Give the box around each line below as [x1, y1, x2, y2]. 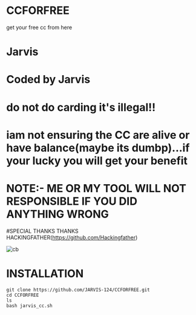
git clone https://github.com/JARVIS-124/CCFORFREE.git [6, 287, 150, 293]
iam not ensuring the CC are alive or [6, 128, 190, 142]
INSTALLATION [6, 267, 83, 280]
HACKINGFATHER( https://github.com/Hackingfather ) [6, 234, 138, 241]
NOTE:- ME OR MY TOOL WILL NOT [6, 181, 186, 195]
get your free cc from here [6, 24, 73, 31]
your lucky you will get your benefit [6, 154, 188, 167]
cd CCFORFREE [6, 292, 39, 298]
